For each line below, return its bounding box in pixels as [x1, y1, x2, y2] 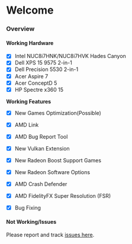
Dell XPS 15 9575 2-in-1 [14, 59, 72, 66]
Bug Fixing [14, 204, 41, 211]
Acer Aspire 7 [14, 72, 49, 80]
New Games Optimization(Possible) [14, 109, 102, 116]
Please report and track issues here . [6, 232, 95, 239]
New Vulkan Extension [14, 145, 70, 152]
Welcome [6, 4, 54, 17]
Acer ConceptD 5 [14, 79, 57, 86]
